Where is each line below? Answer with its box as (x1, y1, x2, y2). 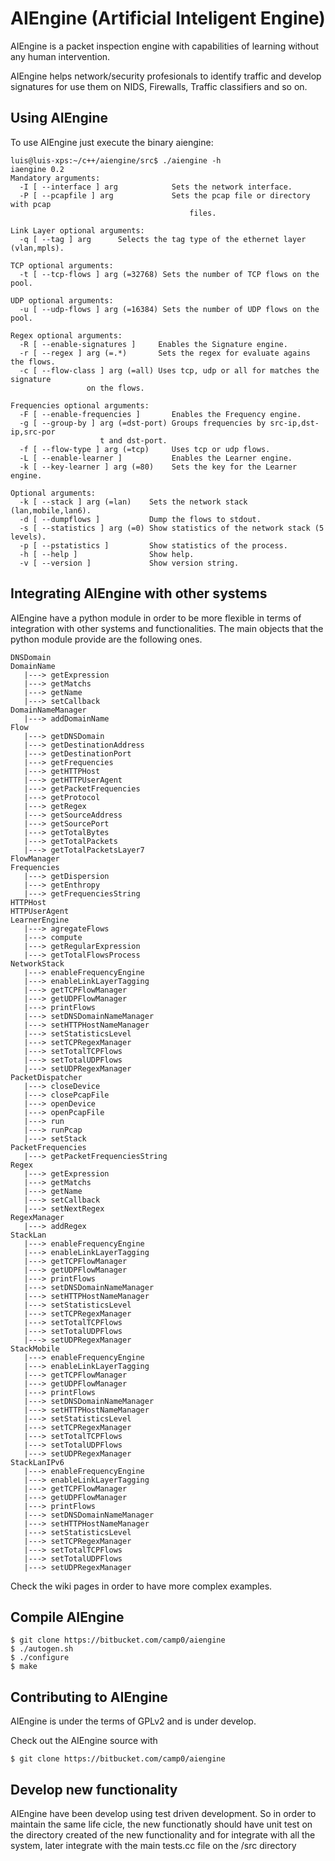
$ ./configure (10, 1653, 70, 1663)
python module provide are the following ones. (10, 633, 203, 645)
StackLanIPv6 (10, 1457, 65, 1467)
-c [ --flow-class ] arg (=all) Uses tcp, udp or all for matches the (19, 365, 320, 376)
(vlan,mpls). (10, 243, 65, 253)
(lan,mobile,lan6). (10, 505, 92, 516)
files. (189, 208, 217, 218)
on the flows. (86, 383, 145, 393)
